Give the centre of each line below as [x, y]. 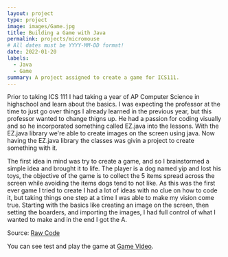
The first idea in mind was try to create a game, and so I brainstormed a [108, 161]
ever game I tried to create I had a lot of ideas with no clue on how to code [112, 190]
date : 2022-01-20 [32, 52]
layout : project [30, 13]
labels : [18, 58]
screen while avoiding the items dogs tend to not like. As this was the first [111, 183]
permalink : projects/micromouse [53, 39]
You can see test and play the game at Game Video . [80, 246]
